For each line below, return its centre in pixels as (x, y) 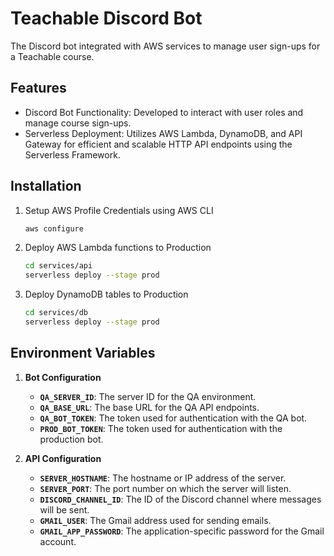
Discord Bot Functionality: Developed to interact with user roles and (164, 112)
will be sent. (64, 509)
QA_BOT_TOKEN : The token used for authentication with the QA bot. (173, 418)
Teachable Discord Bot (106, 18)
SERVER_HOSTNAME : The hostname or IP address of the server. (163, 478)
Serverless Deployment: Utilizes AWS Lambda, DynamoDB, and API (163, 133)
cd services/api (58, 266)
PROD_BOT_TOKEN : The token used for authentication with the (161, 428)
